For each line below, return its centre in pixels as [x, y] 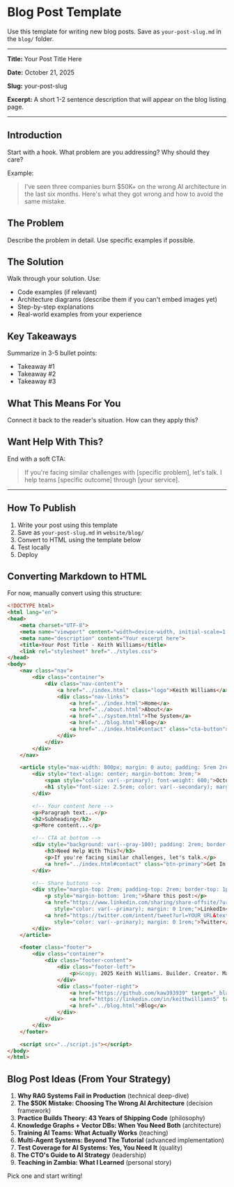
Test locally [34, 547]
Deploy [28, 554]
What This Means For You [64, 403]
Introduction [35, 136]
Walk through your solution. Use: [54, 279]
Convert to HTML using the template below [79, 539]
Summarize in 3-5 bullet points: [52, 353]
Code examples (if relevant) [57, 292]
